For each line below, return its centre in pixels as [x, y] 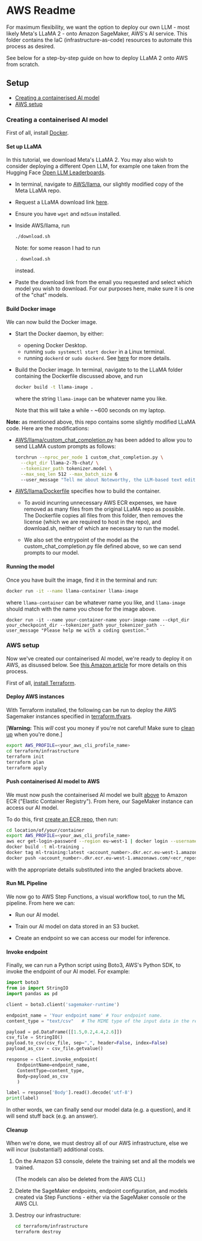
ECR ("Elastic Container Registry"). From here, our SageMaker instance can [100, 801]
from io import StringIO [37, 988]
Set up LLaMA [24, 146]
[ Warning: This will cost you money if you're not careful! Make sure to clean [100, 728]
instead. [25, 270]
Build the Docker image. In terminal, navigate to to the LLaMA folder [99, 370]
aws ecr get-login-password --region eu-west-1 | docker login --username [102, 841]
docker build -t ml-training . [45, 847]
